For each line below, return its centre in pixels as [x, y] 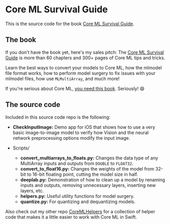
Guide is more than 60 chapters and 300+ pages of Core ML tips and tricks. [85, 58]
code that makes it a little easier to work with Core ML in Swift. [71, 217]
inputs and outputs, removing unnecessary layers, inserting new [88, 185]
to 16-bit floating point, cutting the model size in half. [83, 174]
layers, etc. [32, 191]
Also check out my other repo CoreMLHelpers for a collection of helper [80, 211]
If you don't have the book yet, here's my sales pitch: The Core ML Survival [85, 52]
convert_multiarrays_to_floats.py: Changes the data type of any [89, 158]
